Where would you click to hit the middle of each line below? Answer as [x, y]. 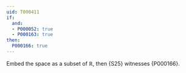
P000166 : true [30, 46]
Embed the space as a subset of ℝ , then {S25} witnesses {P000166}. [93, 63]
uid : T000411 [23, 12]
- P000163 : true [32, 35]
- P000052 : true [32, 29]
